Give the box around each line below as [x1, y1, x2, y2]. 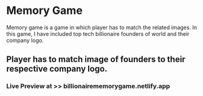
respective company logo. [6, 64, 108, 74]
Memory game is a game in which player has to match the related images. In [6, 24, 198, 31]
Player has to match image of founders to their [6, 54, 185, 64]
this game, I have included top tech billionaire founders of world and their [6, 30, 190, 37]
